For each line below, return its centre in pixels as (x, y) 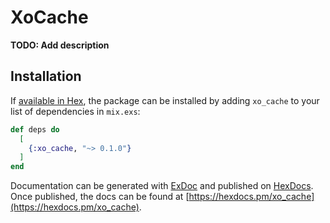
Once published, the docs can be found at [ (100, 197)
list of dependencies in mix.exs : (75, 111)
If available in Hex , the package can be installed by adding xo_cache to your (165, 100)
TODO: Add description (60, 45)
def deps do (35, 129)
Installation (46, 76)
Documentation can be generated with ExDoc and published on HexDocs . (162, 186)
